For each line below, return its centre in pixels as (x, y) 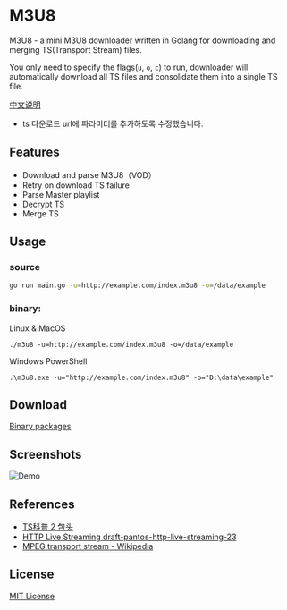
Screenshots (46, 454)
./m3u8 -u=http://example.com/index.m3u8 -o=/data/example (122, 344)
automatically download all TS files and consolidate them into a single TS (143, 76)
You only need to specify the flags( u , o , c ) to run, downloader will (129, 67)
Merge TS (41, 213)
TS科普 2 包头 (48, 527)
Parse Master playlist (61, 194)
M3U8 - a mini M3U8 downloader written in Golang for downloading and (143, 40)
